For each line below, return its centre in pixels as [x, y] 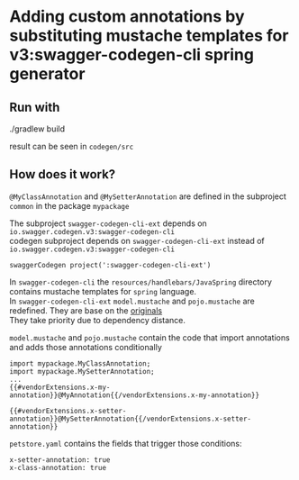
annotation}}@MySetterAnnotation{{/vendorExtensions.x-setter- [131, 419]
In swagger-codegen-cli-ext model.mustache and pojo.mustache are [132, 301]
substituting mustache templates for [149, 36]
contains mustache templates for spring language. [103, 291]
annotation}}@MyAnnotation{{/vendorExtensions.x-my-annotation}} [134, 395]
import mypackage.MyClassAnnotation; [80, 363]
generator [47, 74]
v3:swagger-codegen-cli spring [132, 55]
